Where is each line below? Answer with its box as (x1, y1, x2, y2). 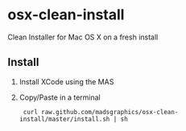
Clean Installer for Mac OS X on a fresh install (7, 32, 159, 42)
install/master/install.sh (19, 115, 110, 123)
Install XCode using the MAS (19, 76, 114, 86)
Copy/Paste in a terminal (19, 92, 101, 102)
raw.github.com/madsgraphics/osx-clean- (40, 108, 179, 116)
